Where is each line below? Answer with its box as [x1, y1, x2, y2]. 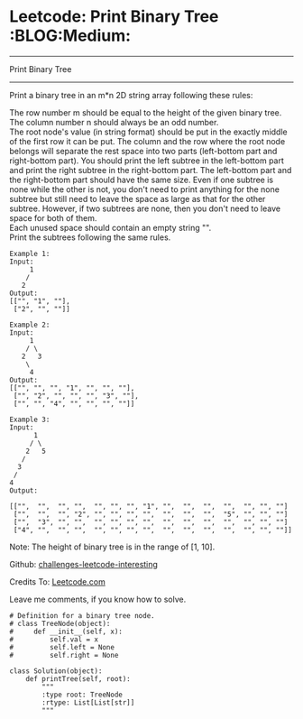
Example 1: [9, 249, 50, 258]
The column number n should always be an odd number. [9, 116, 219, 127]
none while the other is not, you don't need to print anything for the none [9, 183, 280, 195]
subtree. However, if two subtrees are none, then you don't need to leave [9, 203, 281, 214]
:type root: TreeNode [41, 690, 124, 699]
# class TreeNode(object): [9, 619, 111, 628]
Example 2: [9, 320, 50, 329]
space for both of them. [9, 212, 97, 223]
